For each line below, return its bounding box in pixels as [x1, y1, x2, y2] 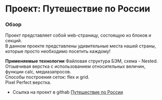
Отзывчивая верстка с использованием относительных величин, [5, 63, 146, 69]
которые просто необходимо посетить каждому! [5, 48, 111, 54]
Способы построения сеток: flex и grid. [5, 74, 90, 80]
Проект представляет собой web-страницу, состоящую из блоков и [5, 32, 152, 38]
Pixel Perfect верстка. [5, 79, 51, 85]
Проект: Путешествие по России [5, 3, 150, 15]
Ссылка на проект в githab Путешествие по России [12, 89, 123, 95]
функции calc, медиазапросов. [5, 69, 71, 75]
